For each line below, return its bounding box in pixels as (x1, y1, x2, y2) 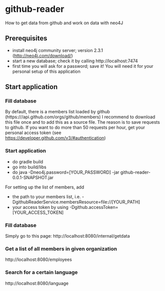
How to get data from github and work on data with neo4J (5, 20, 124, 26)
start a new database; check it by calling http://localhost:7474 (12, 58, 138, 64)
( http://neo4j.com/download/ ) (12, 52, 73, 58)
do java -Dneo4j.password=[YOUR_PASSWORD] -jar (12, 169, 120, 175)
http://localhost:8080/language (5, 280, 69, 286)
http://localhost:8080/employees (5, 256, 72, 263)
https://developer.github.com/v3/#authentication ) (5, 135, 106, 141)
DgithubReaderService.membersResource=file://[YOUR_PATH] (12, 199, 140, 205)
